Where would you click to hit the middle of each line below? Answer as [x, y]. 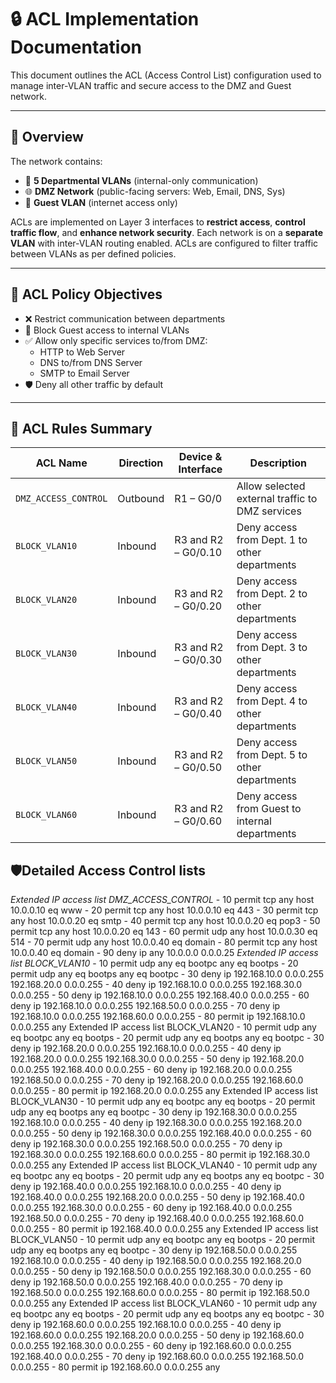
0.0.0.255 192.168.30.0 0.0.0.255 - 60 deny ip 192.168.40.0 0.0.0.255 [151, 1208]
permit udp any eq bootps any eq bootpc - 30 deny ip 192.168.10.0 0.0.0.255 [167, 974]
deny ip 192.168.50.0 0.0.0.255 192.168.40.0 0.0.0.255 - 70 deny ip [146, 1282]
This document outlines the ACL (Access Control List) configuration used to [166, 75]
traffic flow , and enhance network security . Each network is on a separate [167, 232]
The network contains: [56, 161]
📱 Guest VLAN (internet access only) [101, 202]
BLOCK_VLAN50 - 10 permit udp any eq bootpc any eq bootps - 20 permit [162, 1240]
